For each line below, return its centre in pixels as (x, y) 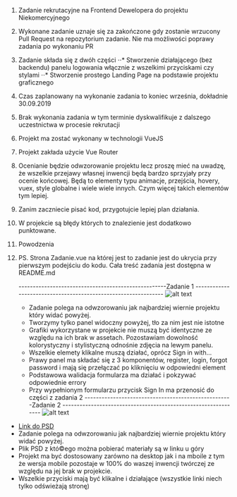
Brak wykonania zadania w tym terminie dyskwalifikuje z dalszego (114, 117)
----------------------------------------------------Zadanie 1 (106, 286)
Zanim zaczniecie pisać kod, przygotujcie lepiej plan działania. (109, 209)
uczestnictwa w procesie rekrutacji (69, 125)
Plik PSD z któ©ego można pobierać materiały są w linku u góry (111, 448)
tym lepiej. (33, 196)
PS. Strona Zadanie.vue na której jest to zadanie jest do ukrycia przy (117, 258)
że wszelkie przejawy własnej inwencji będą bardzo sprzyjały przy (115, 173)
